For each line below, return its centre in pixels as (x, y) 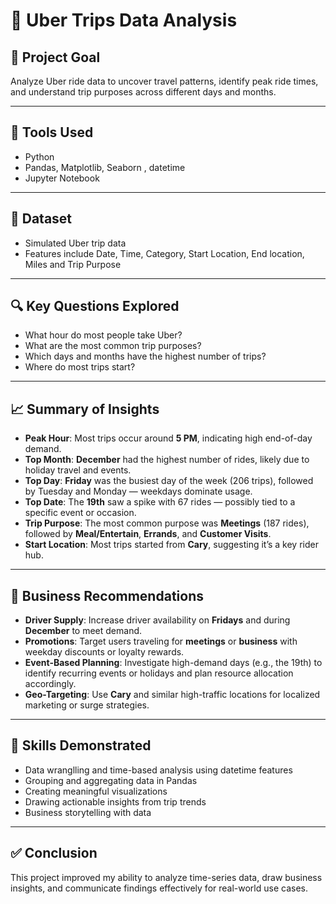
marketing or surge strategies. (87, 705)
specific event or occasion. (80, 513)
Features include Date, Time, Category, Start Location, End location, (164, 253)
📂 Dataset (41, 219)
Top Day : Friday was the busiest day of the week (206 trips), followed (169, 481)
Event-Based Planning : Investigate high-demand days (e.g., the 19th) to (173, 663)
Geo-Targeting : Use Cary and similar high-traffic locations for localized (172, 695)
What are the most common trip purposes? (113, 346)
